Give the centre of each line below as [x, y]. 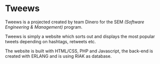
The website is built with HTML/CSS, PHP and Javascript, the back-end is [79, 51]
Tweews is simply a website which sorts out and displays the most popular [80, 36]
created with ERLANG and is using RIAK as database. [59, 56]
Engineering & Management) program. [44, 27]
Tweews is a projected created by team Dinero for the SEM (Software [75, 22]
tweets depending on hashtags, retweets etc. [50, 41]
